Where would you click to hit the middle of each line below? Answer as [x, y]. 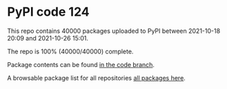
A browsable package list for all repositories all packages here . [97, 78]
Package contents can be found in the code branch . [81, 64]
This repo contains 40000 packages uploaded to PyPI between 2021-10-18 [114, 31]
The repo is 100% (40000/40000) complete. [70, 51]
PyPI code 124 [48, 12]
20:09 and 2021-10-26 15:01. [48, 38]
